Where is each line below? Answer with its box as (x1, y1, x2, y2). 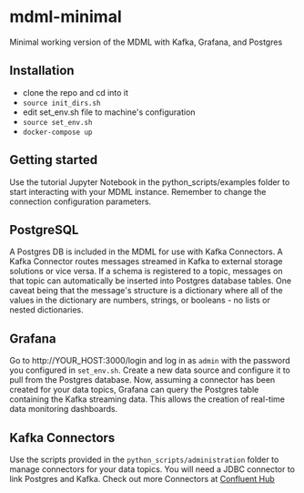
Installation (9, 63, 75, 78)
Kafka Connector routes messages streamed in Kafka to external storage (9, 256, 283, 267)
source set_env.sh (22, 118, 93, 127)
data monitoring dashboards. (9, 404, 118, 415)
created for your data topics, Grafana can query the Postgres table (9, 385, 259, 395)
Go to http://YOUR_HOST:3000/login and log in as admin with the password (9, 355, 291, 366)
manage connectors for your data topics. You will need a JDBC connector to (9, 464, 296, 475)
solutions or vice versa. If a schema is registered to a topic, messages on (9, 266, 283, 277)
